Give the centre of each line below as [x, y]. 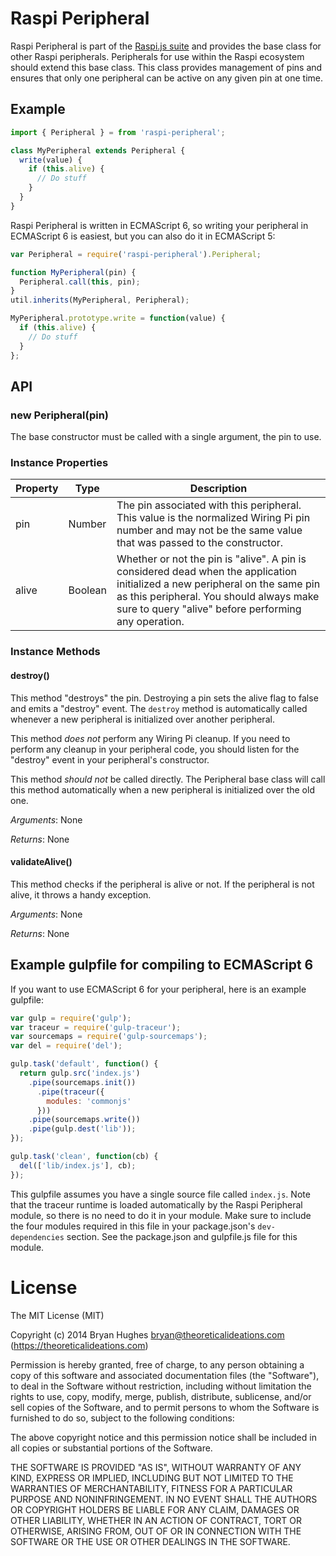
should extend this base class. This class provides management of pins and [166, 67]
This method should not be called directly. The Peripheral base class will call [168, 779]
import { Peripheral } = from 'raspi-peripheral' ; [118, 132]
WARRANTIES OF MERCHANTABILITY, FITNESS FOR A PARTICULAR [151, 1488]
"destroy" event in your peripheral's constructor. [110, 759]
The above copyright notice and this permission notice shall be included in [163, 1437]
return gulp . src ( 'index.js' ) [80, 1073]
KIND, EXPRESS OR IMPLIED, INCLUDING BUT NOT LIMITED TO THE [152, 1478]
